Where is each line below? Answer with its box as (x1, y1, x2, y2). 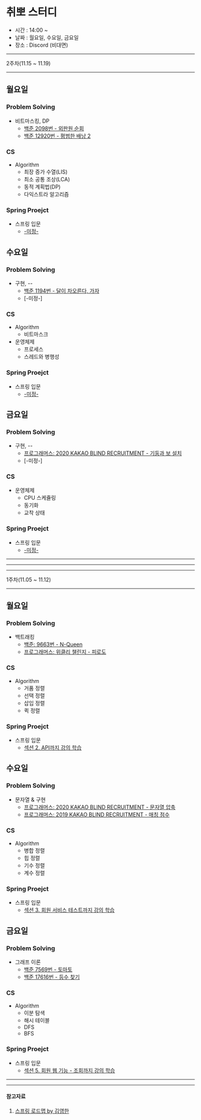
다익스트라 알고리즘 (23, 190, 69, 198)
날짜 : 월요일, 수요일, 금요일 (14, 34, 79, 41)
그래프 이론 (14, 958, 41, 966)
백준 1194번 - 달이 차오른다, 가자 (23, 287, 100, 294)
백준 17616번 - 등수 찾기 (23, 973, 80, 981)
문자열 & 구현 (14, 796, 46, 803)
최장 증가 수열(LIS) (23, 168, 68, 175)
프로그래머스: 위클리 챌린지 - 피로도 (23, 648, 106, 655)
